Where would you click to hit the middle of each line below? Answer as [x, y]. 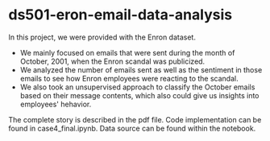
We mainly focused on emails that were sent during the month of [127, 52]
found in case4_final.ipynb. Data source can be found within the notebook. [132, 128]
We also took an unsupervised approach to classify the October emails [137, 87]
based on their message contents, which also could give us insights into [139, 95]
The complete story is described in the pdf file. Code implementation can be [135, 119]
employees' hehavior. [56, 104]
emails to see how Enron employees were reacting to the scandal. [129, 78]
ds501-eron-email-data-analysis [120, 15]
